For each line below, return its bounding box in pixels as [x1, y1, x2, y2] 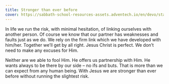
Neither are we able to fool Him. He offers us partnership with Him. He [5, 57, 151, 63]
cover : [5, 12, 19, 17]
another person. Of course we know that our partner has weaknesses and [5, 31, 158, 37]
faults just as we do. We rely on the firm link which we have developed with [5, 36, 161, 43]
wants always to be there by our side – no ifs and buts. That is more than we [5, 62, 163, 68]
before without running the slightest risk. [5, 73, 90, 79]
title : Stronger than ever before [5, 7, 78, 13]
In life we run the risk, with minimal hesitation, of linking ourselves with [5, 26, 152, 32]
